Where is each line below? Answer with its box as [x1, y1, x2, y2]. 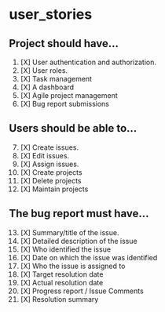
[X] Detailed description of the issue [20, 236, 137, 245]
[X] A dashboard [20, 82, 74, 92]
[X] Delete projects [20, 176, 82, 185]
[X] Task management [20, 74, 93, 83]
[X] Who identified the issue [20, 245, 112, 254]
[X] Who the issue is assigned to [20, 261, 126, 270]
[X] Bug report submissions [20, 100, 109, 108]
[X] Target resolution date [20, 269, 104, 279]
